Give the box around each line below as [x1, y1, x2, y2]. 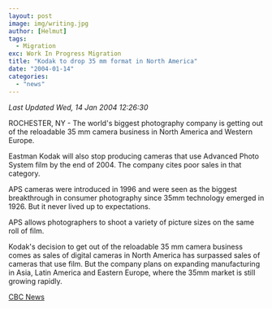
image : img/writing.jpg [8, 20, 89, 28]
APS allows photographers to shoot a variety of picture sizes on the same [8, 217, 254, 227]
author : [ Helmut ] [8, 27, 67, 35]
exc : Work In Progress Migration [8, 50, 122, 58]
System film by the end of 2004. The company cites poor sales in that [8, 159, 242, 169]
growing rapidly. [8, 276, 63, 285]
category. [8, 168, 41, 178]
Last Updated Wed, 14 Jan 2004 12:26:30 [8, 102, 149, 112]
